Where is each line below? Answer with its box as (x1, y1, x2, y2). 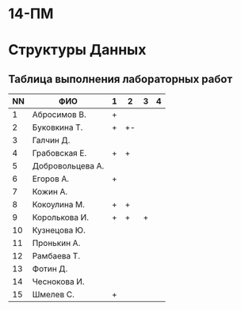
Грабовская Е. (32, 148, 87, 159)
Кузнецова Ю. (32, 225, 86, 236)
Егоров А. (32, 173, 70, 184)
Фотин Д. (32, 263, 68, 274)
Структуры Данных (8, 41, 147, 59)
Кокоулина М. (32, 199, 86, 210)
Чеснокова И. (32, 276, 85, 287)
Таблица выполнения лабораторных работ (8, 72, 233, 85)
